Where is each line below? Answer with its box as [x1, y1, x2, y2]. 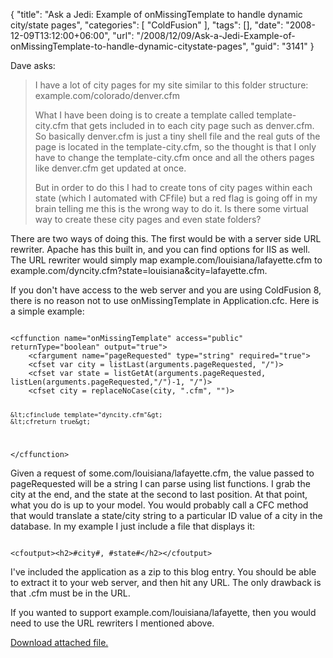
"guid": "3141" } [250, 40, 315, 52]
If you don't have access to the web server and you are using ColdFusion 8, [10, 284, 322, 296]
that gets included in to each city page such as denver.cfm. [70, 120, 315, 131]
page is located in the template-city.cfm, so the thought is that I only [34, 141, 317, 153]
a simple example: [10, 305, 85, 317]
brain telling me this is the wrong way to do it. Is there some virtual [34, 203, 309, 214]
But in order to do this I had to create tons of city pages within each [34, 182, 313, 193]
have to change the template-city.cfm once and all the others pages [34, 152, 315, 163]
